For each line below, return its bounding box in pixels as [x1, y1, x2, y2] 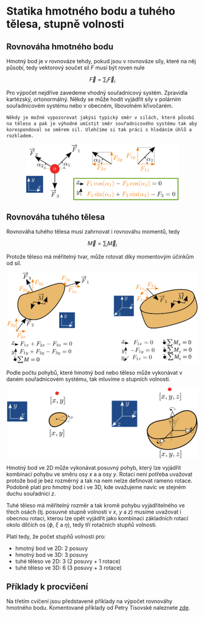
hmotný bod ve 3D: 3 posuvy [15, 551, 88, 558]
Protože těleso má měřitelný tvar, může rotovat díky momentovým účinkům [6, 253, 194, 260]
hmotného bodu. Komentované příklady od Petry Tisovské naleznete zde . [6, 604, 191, 612]
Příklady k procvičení [6, 581, 88, 591]
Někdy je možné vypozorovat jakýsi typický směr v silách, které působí [6, 114, 195, 120]
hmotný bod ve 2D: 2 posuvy [15, 545, 88, 552]
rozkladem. [6, 133, 34, 139]
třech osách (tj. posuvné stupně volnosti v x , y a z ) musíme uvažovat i [6, 508, 181, 515]
